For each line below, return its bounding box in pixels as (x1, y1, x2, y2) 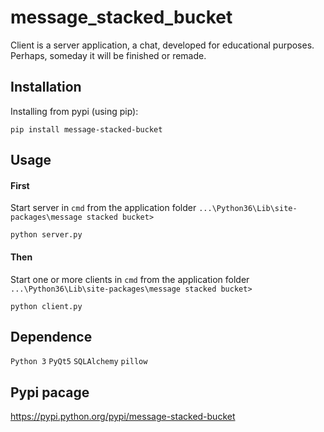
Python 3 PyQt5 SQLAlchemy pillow (10, 357, 148, 367)
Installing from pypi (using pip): (10, 105, 139, 117)
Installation (10, 79, 82, 96)
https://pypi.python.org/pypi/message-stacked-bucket (10, 411, 236, 423)
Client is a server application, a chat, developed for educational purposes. (10, 39, 315, 51)
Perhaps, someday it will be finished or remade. (10, 49, 207, 61)
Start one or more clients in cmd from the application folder (10, 273, 250, 285)
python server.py (10, 230, 83, 240)
